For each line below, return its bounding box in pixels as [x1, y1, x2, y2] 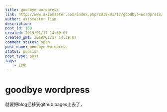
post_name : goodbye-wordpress [5, 44, 68, 49]
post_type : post [5, 53, 39, 59]
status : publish [5, 49, 39, 54]
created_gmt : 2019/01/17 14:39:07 [5, 35, 77, 40]
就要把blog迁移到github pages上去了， [5, 102, 85, 108]
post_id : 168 [5, 26, 32, 31]
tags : [5, 58, 16, 63]
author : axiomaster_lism [5, 16, 57, 21]
